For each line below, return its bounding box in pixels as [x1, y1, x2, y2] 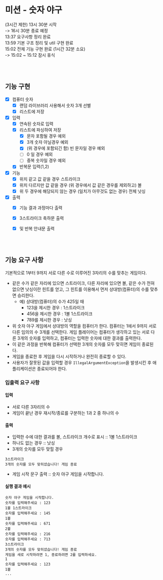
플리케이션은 [12, 365, 36, 371]
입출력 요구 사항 [5, 379, 40, 386]
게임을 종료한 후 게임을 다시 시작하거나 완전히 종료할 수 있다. [12, 353, 127, 359]
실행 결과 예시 [5, 483, 31, 489]
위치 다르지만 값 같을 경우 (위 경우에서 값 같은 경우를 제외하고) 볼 [19, 182, 142, 188]
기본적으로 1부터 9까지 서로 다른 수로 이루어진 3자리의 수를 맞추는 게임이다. [5, 270, 147, 276]
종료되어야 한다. [37, 365, 67, 371]
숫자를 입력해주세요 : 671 [5, 521, 51, 526]
